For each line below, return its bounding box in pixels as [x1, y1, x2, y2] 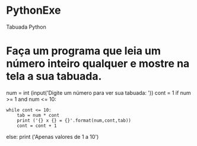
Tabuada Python [6, 23, 46, 30]
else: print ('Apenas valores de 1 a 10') [6, 133, 99, 140]
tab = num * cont [17, 112, 60, 118]
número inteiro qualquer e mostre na [6, 57, 190, 70]
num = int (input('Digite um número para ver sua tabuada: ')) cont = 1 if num [6, 89, 191, 96]
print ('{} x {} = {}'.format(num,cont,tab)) [17, 117, 132, 123]
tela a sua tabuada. [6, 70, 102, 83]
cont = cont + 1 [17, 123, 58, 129]
